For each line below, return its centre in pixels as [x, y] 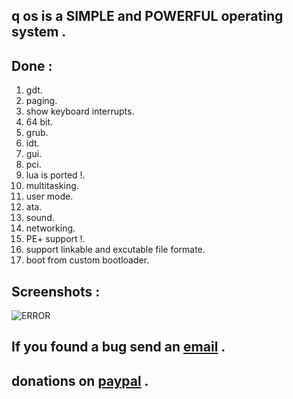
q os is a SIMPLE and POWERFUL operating [147, 16]
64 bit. [39, 122]
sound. [40, 218]
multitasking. [52, 186]
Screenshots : [56, 291]
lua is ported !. [55, 175]
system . [39, 32]
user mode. [49, 196]
